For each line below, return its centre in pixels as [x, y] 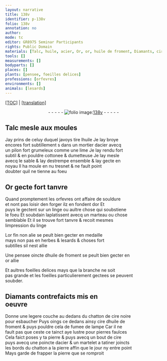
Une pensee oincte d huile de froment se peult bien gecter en [68, 255]
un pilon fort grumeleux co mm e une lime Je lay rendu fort [64, 150]
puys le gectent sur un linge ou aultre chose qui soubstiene [66, 210]
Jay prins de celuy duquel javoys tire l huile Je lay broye [62, 140]
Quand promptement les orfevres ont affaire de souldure [63, 199]
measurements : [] [23, 61]
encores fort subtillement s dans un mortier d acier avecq [63, 145]
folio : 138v [17, 24]
